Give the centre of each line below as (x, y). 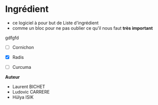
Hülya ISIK (23, 97)
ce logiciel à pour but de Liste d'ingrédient (55, 23)
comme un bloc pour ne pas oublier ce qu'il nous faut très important (82, 28)
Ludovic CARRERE (31, 92)
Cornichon (23, 47)
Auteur (12, 77)
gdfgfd (12, 38)
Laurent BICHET (29, 87)
